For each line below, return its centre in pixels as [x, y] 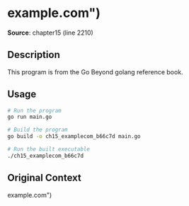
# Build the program [38, 130]
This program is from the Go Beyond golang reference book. [95, 71]
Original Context [44, 178]
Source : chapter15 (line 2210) [50, 33]
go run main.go [30, 117]
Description [34, 55]
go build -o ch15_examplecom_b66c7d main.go [74, 137]
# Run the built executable [49, 149]
